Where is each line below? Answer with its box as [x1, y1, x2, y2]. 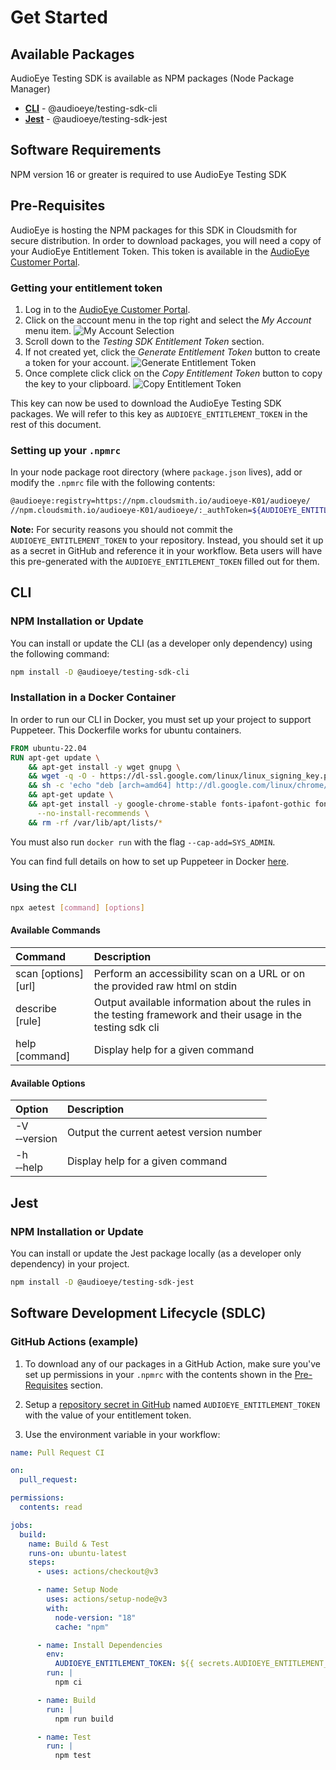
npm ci [54, 1677, 83, 1688]
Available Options [10, 1077, 86, 1089]
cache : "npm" [54, 1622, 110, 1632]
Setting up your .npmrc [10, 443, 122, 457]
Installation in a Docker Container [10, 691, 177, 705]
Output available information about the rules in [93, 996, 312, 1010]
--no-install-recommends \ [36, 808, 150, 818]
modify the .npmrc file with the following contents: [10, 477, 216, 489]
